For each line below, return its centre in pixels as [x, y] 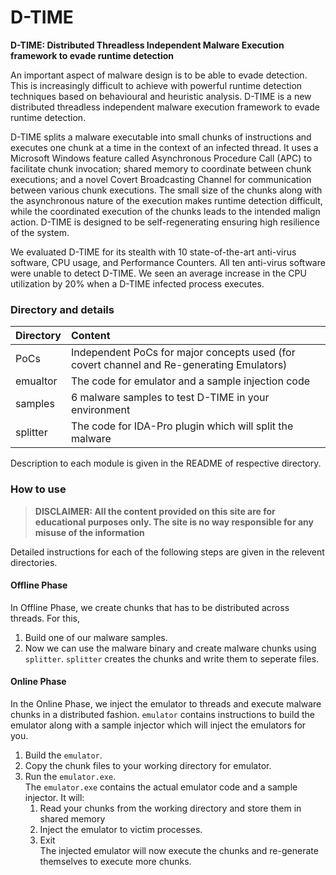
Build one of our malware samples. [96, 637]
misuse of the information [89, 532]
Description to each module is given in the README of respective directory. [166, 463]
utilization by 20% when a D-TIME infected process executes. [137, 283]
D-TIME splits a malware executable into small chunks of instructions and [161, 137]
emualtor [36, 381]
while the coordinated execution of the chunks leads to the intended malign [165, 211]
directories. [34, 562]
